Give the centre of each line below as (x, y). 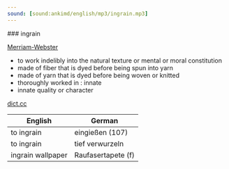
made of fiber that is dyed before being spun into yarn (95, 67)
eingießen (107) (101, 132)
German (104, 120)
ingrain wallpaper (39, 155)
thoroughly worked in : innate (59, 82)
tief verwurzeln (99, 143)
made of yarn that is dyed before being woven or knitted (98, 75)
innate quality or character (56, 90)
